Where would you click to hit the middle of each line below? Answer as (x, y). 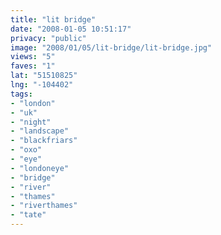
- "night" (31, 122)
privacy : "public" (48, 38)
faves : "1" (33, 66)
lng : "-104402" (42, 85)
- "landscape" (40, 131)
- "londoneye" (40, 168)
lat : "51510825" (44, 76)
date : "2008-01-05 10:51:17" (71, 29)
